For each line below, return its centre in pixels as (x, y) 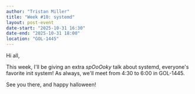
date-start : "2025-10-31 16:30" (46, 28)
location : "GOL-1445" (33, 39)
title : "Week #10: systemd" (41, 17)
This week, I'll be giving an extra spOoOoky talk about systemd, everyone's (97, 67)
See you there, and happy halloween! (51, 85)
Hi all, (13, 56)
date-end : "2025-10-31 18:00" (43, 33)
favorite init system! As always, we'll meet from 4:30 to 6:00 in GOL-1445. (95, 73)
